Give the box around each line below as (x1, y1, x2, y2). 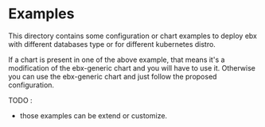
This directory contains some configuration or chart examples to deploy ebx (8, 31, 257, 40)
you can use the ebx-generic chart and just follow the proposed (8, 71, 217, 81)
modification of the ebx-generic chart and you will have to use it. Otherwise (8, 63, 256, 72)
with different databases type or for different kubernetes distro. (8, 39, 216, 48)
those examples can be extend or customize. (19, 110, 168, 120)
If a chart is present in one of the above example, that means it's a (8, 55, 225, 64)
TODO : (8, 95, 33, 105)
